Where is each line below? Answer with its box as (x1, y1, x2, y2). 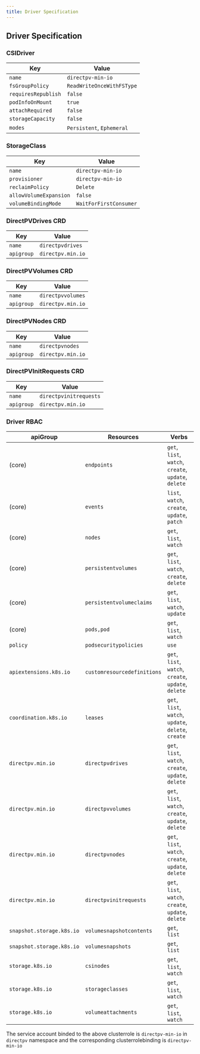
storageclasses (85, 986, 128, 993)
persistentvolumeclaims (85, 599, 153, 606)
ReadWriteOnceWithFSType (67, 83, 137, 90)
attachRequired (9, 107, 52, 114)
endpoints (85, 462, 113, 468)
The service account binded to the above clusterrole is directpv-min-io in (6, 1030, 187, 1038)
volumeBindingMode (9, 200, 61, 207)
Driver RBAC (6, 417, 43, 425)
